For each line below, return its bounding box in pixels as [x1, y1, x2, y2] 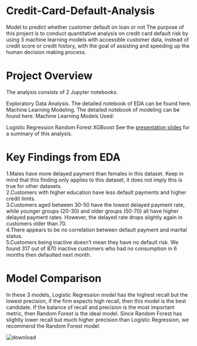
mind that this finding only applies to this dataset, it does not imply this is [6, 176, 182, 183]
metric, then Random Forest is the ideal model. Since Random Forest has [6, 310, 182, 317]
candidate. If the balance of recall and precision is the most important [6, 304, 175, 311]
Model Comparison [6, 272, 102, 285]
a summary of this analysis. [6, 130, 72, 137]
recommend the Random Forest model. [6, 322, 101, 330]
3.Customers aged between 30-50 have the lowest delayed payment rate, [6, 201, 185, 208]
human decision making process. [6, 48, 86, 55]
